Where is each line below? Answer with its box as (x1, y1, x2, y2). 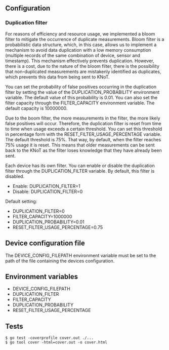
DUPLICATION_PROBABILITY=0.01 (12, 219, 85, 225)
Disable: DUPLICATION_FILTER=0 (12, 188, 83, 195)
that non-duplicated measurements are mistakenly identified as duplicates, (5, 68, 161, 74)
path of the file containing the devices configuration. (5, 258, 115, 264)
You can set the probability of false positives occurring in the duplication (5, 84, 157, 90)
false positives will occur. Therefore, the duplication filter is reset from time (5, 120, 162, 126)
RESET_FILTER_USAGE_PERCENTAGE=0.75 (12, 224, 103, 230)
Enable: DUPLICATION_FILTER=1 (12, 183, 80, 189)
